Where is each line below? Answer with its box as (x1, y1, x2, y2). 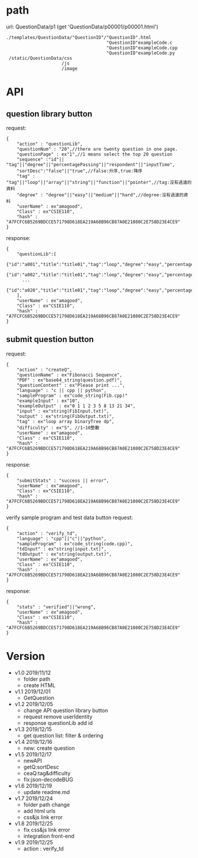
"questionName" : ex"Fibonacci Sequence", (16, 372, 123, 378)
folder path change (23, 801, 70, 808)
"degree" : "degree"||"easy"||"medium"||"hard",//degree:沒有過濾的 (16, 192, 184, 198)
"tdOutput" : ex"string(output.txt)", (16, 551, 112, 557)
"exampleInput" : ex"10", (16, 397, 81, 404)
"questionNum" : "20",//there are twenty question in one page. (16, 146, 178, 152)
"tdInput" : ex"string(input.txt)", (16, 546, 107, 552)
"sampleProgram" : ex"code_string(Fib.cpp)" (16, 393, 128, 399)
